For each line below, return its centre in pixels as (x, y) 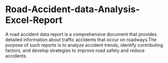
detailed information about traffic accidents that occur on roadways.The (81, 40)
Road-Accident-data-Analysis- (73, 9)
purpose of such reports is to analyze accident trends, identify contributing (84, 45)
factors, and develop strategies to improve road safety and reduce (75, 50)
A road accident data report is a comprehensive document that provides (81, 34)
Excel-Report (34, 20)
